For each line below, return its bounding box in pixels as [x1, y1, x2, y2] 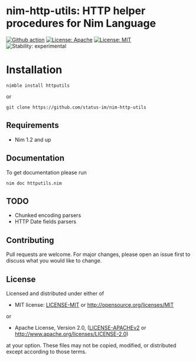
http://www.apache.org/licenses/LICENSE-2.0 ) [14, 330, 129, 337]
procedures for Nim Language [6, 17, 156, 30]
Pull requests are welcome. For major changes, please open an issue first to [6, 251, 191, 258]
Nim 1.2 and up [14, 136, 51, 143]
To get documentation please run [6, 169, 87, 176]
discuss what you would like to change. [6, 257, 102, 264]
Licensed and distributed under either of [6, 290, 104, 297]
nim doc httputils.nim [6, 180, 62, 186]
